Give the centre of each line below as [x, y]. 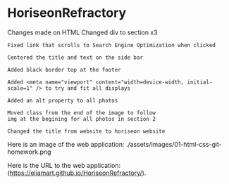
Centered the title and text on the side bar [75, 58]
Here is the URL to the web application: [64, 165]
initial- [200, 82]
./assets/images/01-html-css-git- [174, 144]
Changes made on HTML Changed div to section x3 [82, 32]
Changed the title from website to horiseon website [86, 131]
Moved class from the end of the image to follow [82, 113]
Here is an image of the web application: [66, 144]
